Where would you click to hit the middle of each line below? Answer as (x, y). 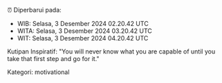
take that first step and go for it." (53, 59)
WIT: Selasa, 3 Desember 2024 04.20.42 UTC (83, 38)
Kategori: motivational (38, 72)
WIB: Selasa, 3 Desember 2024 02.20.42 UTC (83, 24)
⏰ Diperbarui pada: (35, 10)
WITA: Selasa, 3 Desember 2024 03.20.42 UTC (84, 31)
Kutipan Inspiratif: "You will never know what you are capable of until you (111, 51)
